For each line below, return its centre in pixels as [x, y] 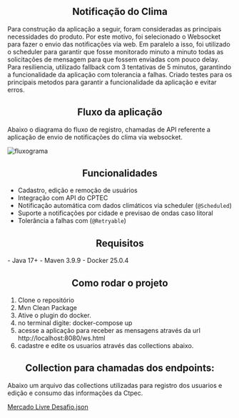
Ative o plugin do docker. [54, 315]
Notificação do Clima [120, 12]
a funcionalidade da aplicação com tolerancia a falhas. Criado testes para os [120, 74]
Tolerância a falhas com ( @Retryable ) [72, 221]
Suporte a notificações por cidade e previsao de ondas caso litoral [116, 213]
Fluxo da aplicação [120, 113]
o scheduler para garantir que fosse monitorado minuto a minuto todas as [116, 51]
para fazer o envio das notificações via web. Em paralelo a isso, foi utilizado [119, 44]
